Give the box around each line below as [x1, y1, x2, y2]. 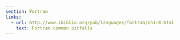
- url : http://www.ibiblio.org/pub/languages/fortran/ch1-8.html [11, 19, 175, 25]
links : [5, 14, 22, 20]
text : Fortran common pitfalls [16, 25, 93, 31]
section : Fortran [5, 8, 48, 15]
